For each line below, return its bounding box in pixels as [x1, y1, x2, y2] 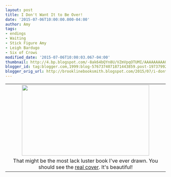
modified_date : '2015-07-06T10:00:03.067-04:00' [5, 54, 110, 60]
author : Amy [5, 21, 31, 27]
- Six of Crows [5, 50, 38, 55]
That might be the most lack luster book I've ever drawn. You [13, 157, 158, 164]
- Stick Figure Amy [5, 41, 47, 46]
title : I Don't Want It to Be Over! [5, 12, 83, 17]
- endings [5, 31, 26, 36]
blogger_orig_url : [5, 69, 44, 74]
